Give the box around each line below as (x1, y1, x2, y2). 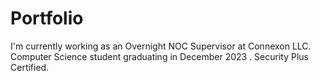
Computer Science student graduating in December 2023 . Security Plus (10, 50, 309, 62)
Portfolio (10, 7, 84, 30)
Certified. (10, 61, 50, 73)
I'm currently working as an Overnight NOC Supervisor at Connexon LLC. (10, 40, 312, 52)
